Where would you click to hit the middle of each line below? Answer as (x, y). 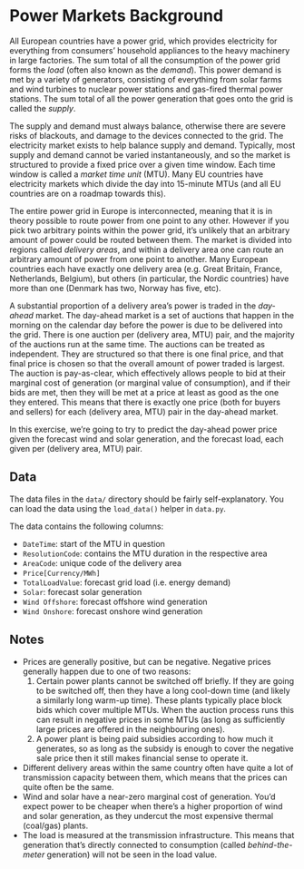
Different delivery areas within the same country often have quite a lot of (158, 767)
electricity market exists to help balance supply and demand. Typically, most (152, 145)
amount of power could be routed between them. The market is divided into (151, 239)
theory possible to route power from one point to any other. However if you (149, 220)
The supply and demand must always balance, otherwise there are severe (147, 126)
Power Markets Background (117, 16)
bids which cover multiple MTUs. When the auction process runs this (165, 709)
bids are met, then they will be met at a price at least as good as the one (144, 392)
